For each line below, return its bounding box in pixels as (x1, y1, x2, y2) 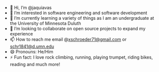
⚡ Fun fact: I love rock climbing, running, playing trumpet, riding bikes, (9, 54, 153, 60)
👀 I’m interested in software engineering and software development (9, 10, 148, 16)
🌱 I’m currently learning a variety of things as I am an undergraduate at (9, 15, 155, 21)
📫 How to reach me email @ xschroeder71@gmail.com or (9, 36, 127, 42)
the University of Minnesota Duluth (9, 20, 81, 26)
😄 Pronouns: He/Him (9, 49, 53, 54)
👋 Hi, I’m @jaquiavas (9, 5, 52, 10)
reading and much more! (9, 62, 60, 67)
